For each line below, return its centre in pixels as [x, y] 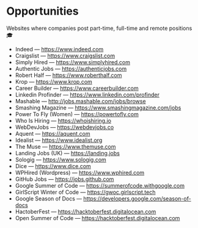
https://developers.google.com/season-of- [137, 198]
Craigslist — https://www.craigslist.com [65, 56]
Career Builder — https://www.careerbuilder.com [77, 88]
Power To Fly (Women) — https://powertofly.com [77, 114]
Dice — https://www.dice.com [53, 166]
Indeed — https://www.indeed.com [59, 49]
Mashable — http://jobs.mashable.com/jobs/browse [80, 101]
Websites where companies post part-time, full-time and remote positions [99, 28]
